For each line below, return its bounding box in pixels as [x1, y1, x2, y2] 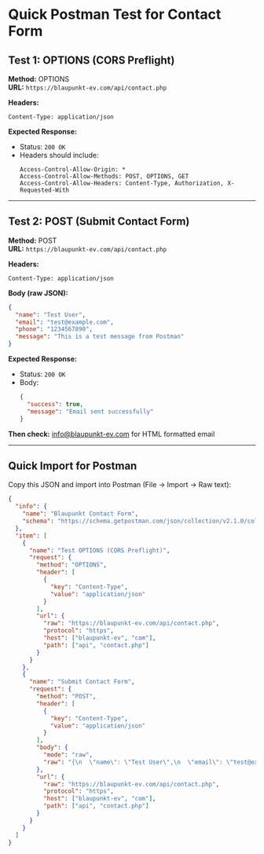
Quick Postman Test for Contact [8, 5, 222, 24]
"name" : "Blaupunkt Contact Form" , [22, 510, 139, 518]
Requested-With [19, 186, 70, 194]
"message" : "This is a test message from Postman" [15, 332, 185, 341]
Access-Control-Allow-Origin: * [19, 166, 126, 174]
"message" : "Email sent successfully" [27, 407, 154, 416]
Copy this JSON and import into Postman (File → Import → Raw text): [8, 480, 232, 489]
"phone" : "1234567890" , [15, 325, 93, 333]
